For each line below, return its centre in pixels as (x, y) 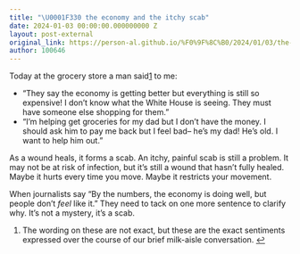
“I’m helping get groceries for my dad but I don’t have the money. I (144, 122)
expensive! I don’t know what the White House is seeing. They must (147, 102)
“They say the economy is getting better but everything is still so (141, 94)
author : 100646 (37, 51)
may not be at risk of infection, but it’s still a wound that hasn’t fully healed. (147, 168)
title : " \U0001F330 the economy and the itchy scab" (109, 17)
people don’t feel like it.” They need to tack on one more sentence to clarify (148, 204)
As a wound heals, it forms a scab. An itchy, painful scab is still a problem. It (149, 158)
